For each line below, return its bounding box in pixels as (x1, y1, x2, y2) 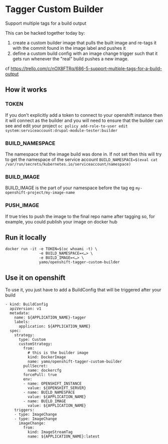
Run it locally (5, 233, 47, 242)
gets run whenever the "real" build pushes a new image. (12, 55, 129, 61)
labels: (14, 320, 30, 325)
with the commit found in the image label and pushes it (12, 45, 126, 51)
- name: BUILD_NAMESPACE (23, 390, 75, 395)
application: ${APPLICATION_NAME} (18, 324, 91, 329)
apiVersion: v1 (10, 306, 42, 312)
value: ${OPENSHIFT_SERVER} (27, 386, 86, 391)
